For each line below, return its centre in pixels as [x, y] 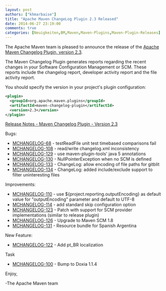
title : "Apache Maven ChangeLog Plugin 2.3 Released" [62, 19]
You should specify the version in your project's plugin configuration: [76, 87]
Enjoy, [11, 274]
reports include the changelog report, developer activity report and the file [81, 72]
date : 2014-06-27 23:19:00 [33, 24]
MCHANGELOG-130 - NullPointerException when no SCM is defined [82, 159]
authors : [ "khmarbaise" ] [31, 14]
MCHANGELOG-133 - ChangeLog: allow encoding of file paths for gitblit [86, 165]
